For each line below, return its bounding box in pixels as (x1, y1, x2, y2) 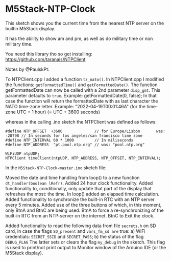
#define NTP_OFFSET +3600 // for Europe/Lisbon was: (5, 129, 166, 134)
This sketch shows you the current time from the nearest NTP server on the (5, 20, 164, 26)
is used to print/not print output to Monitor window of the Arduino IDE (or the (5, 244, 166, 250)
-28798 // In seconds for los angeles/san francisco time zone (5, 133, 143, 138)
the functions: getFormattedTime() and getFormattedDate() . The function (5, 82, 158, 88)
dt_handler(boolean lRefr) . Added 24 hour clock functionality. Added (5, 180, 153, 186)
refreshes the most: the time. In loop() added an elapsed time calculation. (5, 191, 160, 197)
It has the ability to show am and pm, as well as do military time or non (5, 35, 153, 42)
